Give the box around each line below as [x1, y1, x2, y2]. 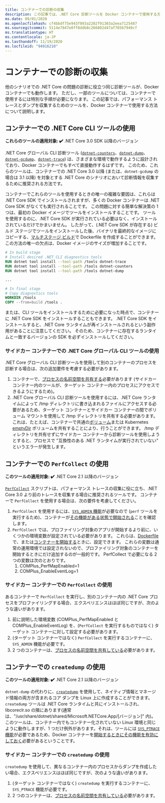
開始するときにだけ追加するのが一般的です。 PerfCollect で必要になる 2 [12, 551, 157, 557]
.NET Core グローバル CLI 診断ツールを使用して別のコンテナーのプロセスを [5, 359, 157, 365]
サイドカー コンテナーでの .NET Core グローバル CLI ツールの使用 [5, 348, 160, 355]
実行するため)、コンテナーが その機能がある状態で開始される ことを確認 [12, 514, 156, 520]
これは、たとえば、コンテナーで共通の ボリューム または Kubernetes [12, 419, 149, 425]
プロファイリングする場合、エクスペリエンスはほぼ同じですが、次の [18, 599, 156, 605]
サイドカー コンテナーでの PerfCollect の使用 [5, 581, 112, 588]
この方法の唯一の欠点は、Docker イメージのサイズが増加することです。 [5, 240, 149, 246]
